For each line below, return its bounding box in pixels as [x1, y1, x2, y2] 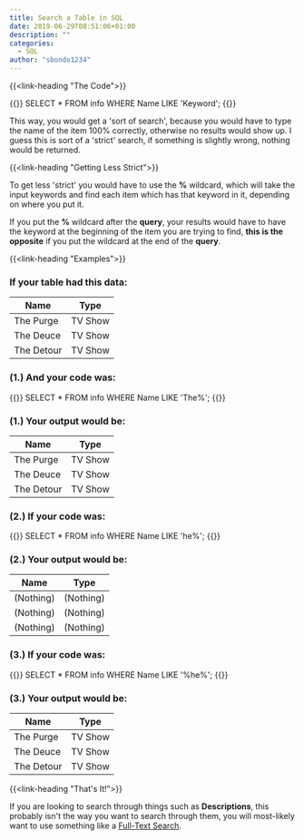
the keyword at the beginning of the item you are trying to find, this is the [9, 226, 284, 237]
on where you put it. [9, 199, 84, 210]
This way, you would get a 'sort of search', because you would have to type [9, 115, 292, 126]
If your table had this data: [9, 276, 128, 288]
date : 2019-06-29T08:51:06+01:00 [9, 22, 136, 31]
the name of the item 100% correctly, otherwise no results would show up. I [9, 125, 292, 136]
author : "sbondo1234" [9, 55, 92, 64]
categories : [9, 38, 54, 48]
